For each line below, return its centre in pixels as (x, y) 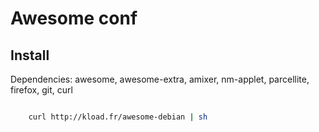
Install (30, 55)
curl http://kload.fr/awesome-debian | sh (118, 117)
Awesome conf (74, 18)
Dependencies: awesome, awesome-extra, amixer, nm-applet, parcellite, (160, 79)
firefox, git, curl (41, 90)
